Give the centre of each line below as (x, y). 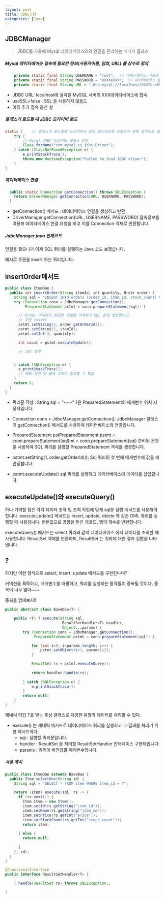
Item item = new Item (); (48, 802)
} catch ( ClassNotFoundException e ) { (54, 150)
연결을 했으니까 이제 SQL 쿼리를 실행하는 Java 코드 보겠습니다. (65, 249)
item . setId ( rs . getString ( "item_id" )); (62, 806)
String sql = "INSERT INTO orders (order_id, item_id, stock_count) (85, 297)
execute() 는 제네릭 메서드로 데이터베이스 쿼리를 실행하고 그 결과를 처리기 (83, 725)
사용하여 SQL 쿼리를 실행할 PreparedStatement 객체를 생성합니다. (81, 447)
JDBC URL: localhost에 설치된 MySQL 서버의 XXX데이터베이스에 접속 (80, 95)
